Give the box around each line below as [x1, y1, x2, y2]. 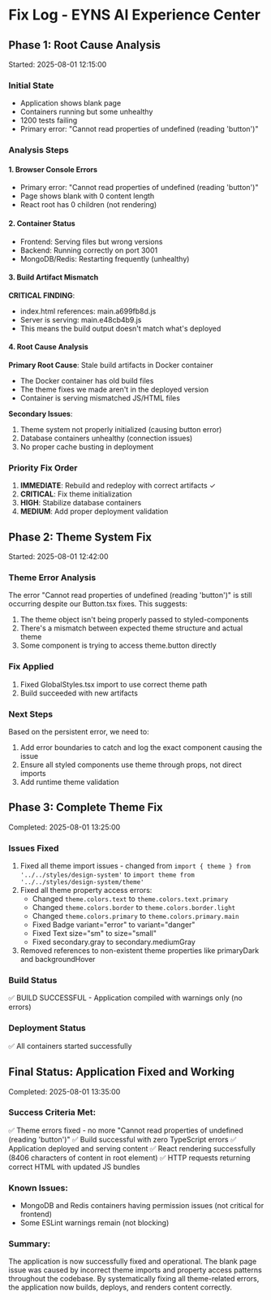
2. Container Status [8, 219, 75, 228]
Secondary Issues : [8, 409, 73, 419]
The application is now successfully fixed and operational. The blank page [8, 1257, 257, 1267]
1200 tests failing [19, 115, 78, 125]
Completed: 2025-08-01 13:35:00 [8, 1086, 121, 1096]
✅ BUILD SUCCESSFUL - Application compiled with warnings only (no [8, 993, 243, 1003]
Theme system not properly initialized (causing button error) [19, 425, 222, 435]
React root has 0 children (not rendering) [19, 200, 157, 210]
